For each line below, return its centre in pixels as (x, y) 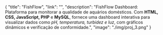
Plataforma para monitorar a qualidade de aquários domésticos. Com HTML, (82, 12)
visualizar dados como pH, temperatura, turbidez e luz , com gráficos (74, 22)
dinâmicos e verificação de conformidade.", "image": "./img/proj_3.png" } (78, 27)
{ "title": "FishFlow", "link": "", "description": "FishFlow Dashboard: (72, 7)
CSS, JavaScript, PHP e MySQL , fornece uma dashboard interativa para (78, 17)
